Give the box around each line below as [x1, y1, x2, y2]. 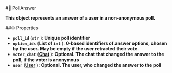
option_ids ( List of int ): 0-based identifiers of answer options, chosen [12, 40, 167, 46]
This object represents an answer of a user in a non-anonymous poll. [5, 15, 156, 21]
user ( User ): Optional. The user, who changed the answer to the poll [12, 62, 162, 68]
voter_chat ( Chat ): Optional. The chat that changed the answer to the [12, 51, 164, 57]
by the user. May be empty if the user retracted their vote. [12, 46, 139, 51]
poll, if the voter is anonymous [12, 57, 79, 63]
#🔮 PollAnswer [5, 5, 36, 11]
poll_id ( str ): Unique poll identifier [12, 35, 90, 41]
